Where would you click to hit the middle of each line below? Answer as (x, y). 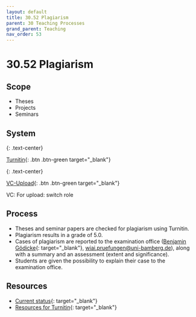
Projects (25, 108)
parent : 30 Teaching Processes (46, 23)
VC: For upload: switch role (40, 195)
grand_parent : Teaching (36, 29)
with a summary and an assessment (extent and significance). (92, 254)
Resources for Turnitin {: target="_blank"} (66, 307)
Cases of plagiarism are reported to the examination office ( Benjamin (101, 241)
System (21, 133)
